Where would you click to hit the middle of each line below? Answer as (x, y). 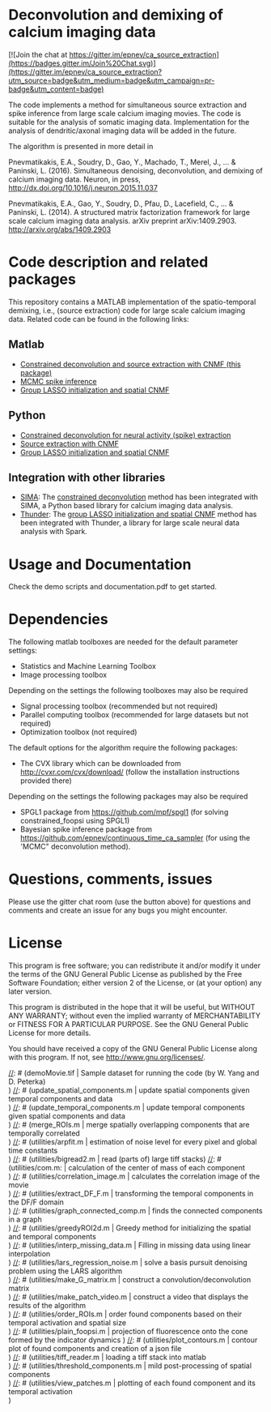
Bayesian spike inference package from (86, 829)
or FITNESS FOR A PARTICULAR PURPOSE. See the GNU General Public (129, 1025)
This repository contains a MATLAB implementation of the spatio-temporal (132, 302)
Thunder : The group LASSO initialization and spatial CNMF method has (138, 514)
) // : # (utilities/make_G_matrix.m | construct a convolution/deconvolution (130, 1280)
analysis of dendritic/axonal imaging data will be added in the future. (123, 131)
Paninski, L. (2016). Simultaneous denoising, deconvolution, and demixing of (135, 170)
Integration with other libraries (87, 477)
